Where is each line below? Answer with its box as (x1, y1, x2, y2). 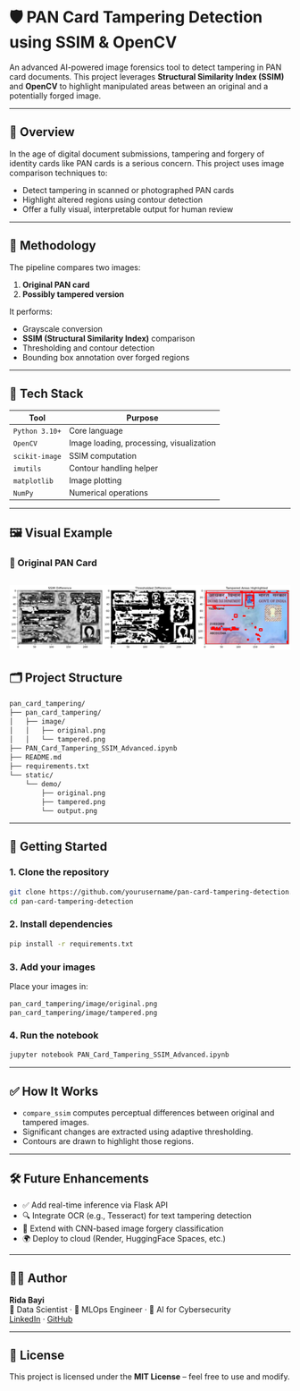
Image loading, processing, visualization (68, 437, 216, 448)
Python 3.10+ (12, 427, 62, 437)
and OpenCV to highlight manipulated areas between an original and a (9, 81, 269, 91)
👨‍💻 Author (9, 1271, 68, 1286)
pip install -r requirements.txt (9, 939, 134, 948)
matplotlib (12, 477, 54, 486)
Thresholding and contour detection (21, 342, 155, 353)
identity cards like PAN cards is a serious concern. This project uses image (9, 157, 285, 168)
